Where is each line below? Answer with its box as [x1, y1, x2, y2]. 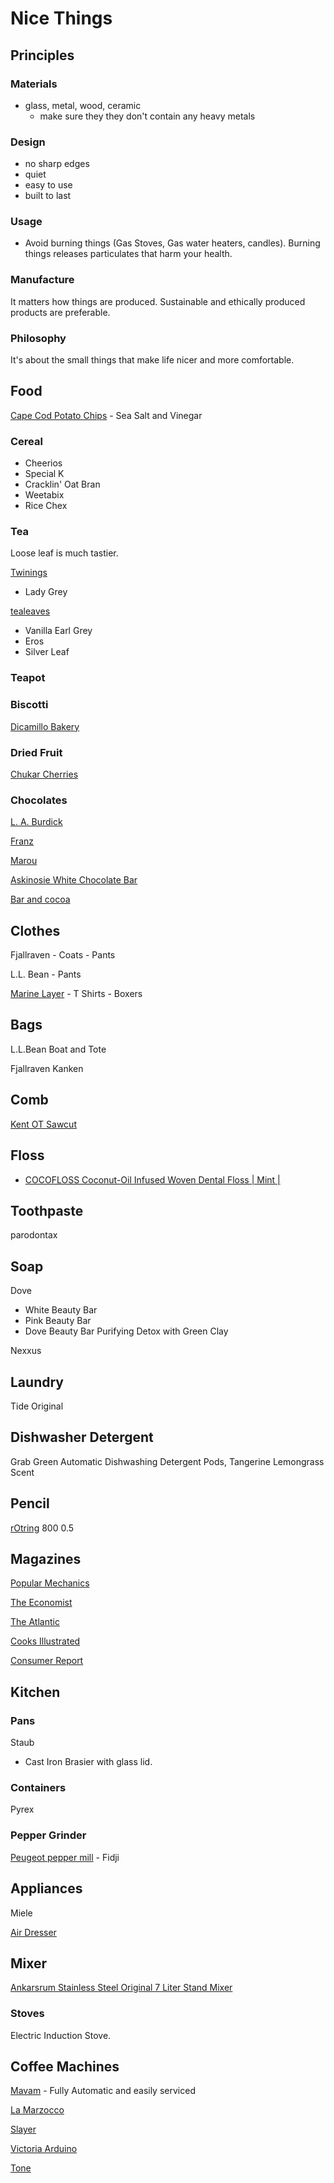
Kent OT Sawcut [10, 1118, 77, 1130]
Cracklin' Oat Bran [24, 478, 101, 491]
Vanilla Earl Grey [24, 625, 93, 637]
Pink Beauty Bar [24, 1315, 92, 1327]
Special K [24, 468, 65, 480]
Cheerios [24, 457, 63, 469]
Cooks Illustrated [10, 1635, 81, 1647]
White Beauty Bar [24, 1304, 98, 1316]
